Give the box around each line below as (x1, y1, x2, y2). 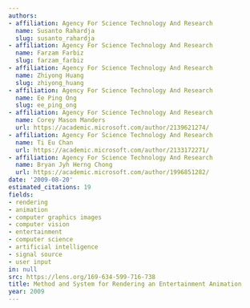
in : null (8, 265, 38, 274)
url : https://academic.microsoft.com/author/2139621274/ (15, 124, 210, 132)
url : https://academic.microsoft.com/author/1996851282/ (15, 168, 210, 176)
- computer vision (8, 221, 70, 229)
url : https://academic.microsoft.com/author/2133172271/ (15, 146, 210, 154)
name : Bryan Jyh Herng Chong (15, 161, 113, 169)
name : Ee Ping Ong (15, 94, 78, 102)
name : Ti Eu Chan (15, 138, 74, 147)
